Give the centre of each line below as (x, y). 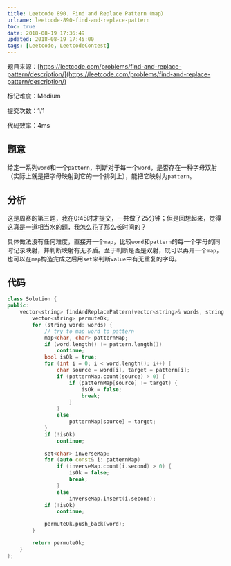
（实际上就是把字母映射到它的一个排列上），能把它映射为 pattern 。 (101, 176)
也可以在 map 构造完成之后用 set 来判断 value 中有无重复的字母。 (94, 259)
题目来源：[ (24, 66)
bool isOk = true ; (71, 357)
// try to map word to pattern (89, 331)
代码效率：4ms (29, 125)
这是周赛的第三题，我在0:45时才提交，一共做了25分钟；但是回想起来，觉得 (114, 218)
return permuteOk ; (58, 543)
